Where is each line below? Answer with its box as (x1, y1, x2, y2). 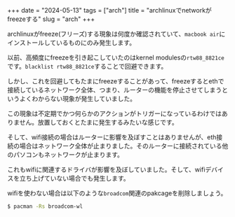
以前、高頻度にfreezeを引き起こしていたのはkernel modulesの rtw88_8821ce (7, 53, 224, 62)
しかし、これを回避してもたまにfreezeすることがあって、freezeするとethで (7, 77, 224, 85)
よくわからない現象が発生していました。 (19, 94, 137, 103)
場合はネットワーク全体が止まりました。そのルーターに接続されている (19, 142, 222, 150)
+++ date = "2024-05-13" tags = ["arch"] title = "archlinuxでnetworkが (7, 6, 212, 14)
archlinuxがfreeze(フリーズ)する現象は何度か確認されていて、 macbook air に (7, 30, 226, 38)
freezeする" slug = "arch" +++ (7, 15, 95, 23)
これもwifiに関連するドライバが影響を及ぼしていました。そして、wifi (7, 165, 206, 174)
